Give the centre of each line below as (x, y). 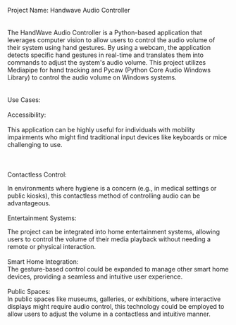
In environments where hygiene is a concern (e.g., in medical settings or (112, 188)
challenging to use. (35, 145)
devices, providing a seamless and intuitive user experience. (95, 276)
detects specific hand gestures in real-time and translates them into (106, 55)
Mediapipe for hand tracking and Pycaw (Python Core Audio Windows (109, 70)
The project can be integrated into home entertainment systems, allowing (114, 232)
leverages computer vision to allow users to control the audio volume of (111, 40)
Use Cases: (24, 100)
